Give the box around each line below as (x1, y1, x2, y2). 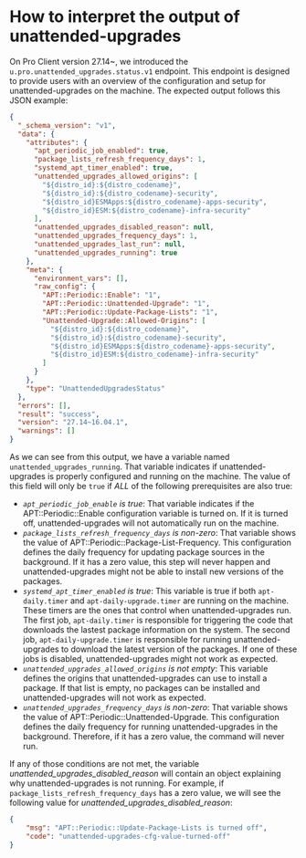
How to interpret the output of (9, 6, 240, 27)
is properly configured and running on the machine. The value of (47, 471, 290, 482)
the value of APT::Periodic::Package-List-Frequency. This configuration (22, 537, 292, 549)
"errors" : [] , (17, 401, 71, 410)
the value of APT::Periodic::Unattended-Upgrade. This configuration (22, 712, 280, 723)
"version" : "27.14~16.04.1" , (17, 418, 129, 427)
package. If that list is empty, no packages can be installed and (22, 683, 260, 694)
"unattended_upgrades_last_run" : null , (33, 240, 185, 249)
